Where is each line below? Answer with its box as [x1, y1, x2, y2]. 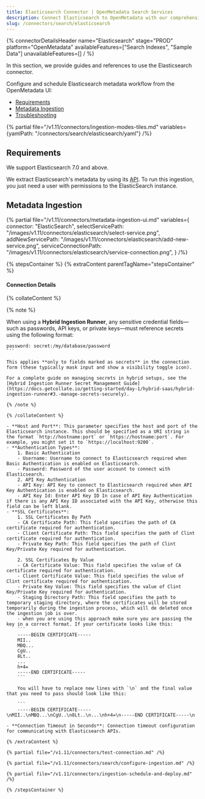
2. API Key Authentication [17, 477, 86, 483]
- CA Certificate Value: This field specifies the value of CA [17, 562, 182, 569]
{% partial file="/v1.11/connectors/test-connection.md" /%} [6, 749, 165, 756]
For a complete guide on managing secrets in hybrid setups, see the [6, 375, 187, 381]
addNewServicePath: [6, 236, 60, 243]
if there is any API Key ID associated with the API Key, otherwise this [6, 498, 198, 504]
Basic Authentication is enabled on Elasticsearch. [6, 461, 140, 467]
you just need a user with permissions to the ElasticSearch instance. [6, 182, 178, 190]
